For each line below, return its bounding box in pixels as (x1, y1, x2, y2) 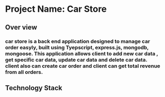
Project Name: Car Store (5, 3, 107, 15)
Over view (5, 23, 37, 32)
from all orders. (5, 68, 43, 75)
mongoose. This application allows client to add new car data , (5, 50, 159, 57)
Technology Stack (5, 84, 62, 92)
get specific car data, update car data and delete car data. (5, 56, 148, 63)
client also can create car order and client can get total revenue (5, 63, 161, 69)
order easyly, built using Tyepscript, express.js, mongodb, (5, 44, 149, 51)
